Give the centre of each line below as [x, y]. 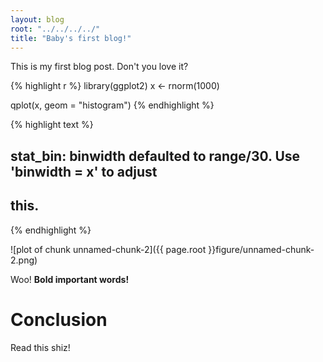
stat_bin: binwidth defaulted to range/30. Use [155, 156]
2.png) [24, 260]
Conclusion [59, 319]
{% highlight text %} [52, 125]
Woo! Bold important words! [70, 279]
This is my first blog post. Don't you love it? [99, 67]
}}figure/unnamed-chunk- [261, 249]
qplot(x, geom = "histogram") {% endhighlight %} [112, 105]
